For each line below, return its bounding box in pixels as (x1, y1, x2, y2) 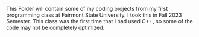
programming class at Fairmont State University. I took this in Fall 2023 (6, 11, 182, 18)
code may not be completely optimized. (6, 24, 105, 31)
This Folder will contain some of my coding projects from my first (6, 5, 168, 12)
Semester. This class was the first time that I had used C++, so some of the (6, 18, 193, 24)
